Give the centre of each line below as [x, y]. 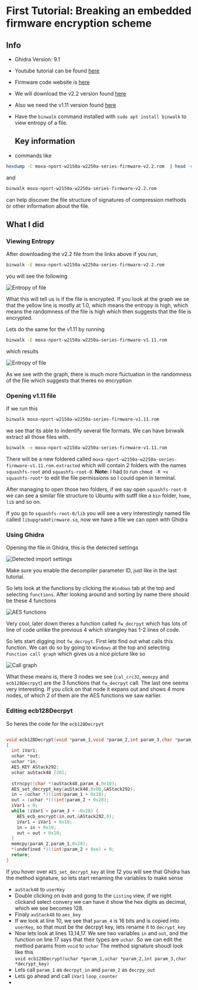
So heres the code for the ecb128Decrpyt [55, 723]
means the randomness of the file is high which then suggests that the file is [99, 312]
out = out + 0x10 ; [39, 833]
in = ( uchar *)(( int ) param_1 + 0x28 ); [59, 795]
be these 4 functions [31, 601]
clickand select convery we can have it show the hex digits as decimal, [100, 902]
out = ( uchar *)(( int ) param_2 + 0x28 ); [60, 800]
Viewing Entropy [30, 241]
